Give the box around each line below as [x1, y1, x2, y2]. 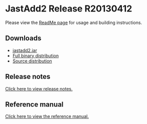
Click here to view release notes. [5, 85, 73, 91]
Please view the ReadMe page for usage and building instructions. [5, 19, 142, 25]
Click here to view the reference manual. [5, 113, 89, 119]
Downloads [5, 34, 42, 42]
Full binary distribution [12, 52, 59, 58]
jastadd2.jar [12, 47, 38, 53]
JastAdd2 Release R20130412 [5, 3, 132, 14]
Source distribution [12, 58, 52, 64]
